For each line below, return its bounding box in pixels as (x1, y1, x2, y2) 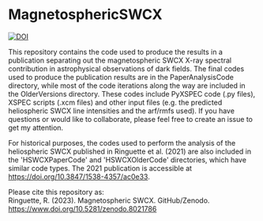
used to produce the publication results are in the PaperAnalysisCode (8, 72, 235, 82)
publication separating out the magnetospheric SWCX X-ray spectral (8, 55, 231, 65)
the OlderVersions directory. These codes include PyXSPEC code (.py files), (8, 89, 256, 98)
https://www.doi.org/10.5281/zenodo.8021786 (8, 204, 157, 213)
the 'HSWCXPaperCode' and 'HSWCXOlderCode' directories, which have (8, 154, 247, 164)
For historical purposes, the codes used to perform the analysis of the (8, 138, 236, 147)
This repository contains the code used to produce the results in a (8, 47, 224, 56)
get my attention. (8, 123, 64, 132)
